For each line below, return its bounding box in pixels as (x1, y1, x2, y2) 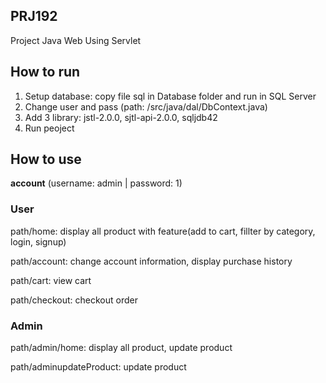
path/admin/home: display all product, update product (10, 342, 233, 354)
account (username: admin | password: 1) (10, 177, 183, 189)
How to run (10, 64, 81, 81)
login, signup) (10, 235, 67, 248)
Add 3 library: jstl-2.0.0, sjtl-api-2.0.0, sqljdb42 (24, 111, 218, 123)
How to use (10, 151, 82, 168)
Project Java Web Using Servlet (10, 34, 142, 46)
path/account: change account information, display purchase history (10, 255, 293, 267)
